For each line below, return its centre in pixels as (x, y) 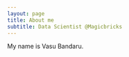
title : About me (31, 20)
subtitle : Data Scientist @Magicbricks (65, 26)
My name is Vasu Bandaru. (45, 47)
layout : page (26, 14)
